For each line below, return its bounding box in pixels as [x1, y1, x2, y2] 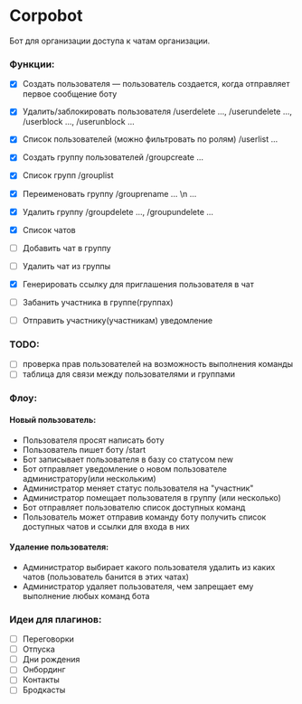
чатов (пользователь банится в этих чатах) [22, 571, 190, 582]
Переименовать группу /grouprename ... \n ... [22, 188, 197, 199]
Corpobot [9, 5, 83, 26]
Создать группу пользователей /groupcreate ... [22, 152, 204, 163]
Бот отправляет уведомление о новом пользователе [22, 463, 228, 474]
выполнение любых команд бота [22, 590, 150, 601]
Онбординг [22, 664, 66, 675]
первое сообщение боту [22, 89, 118, 99]
